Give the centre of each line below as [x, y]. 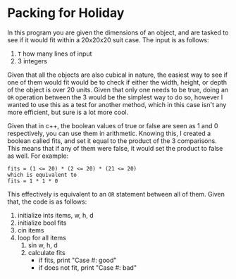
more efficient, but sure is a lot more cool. [68, 112]
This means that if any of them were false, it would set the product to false [115, 148]
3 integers [32, 61]
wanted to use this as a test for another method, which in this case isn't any [117, 104]
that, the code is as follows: [47, 201]
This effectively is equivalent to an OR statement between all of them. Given [116, 194]
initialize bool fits [42, 223]
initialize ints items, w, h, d [55, 215]
